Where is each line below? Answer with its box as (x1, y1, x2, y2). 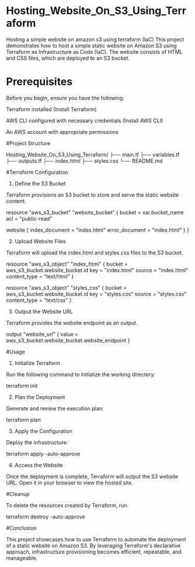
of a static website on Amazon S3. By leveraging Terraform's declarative (6, 542, 181, 549)
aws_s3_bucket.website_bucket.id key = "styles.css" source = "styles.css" (6, 290, 187, 297)
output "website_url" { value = (6, 331, 79, 338)
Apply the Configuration (14, 427, 73, 434)
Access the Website (14, 461, 63, 469)
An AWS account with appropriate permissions (6, 128, 119, 135)
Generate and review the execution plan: (6, 405, 104, 412)
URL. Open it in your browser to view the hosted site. (6, 479, 134, 486)
